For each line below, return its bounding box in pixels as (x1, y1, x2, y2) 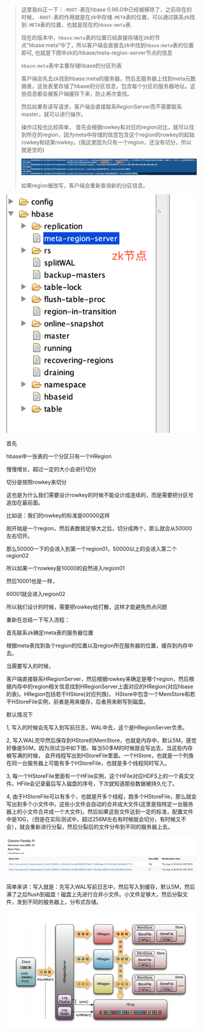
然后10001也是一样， (6, 577, 58, 584)
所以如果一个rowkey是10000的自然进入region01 (6, 564, 125, 572)
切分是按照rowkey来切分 (6, 478, 67, 485)
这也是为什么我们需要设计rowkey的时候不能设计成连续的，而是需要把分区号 (6, 491, 194, 498)
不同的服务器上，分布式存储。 (27, 898, 101, 905)
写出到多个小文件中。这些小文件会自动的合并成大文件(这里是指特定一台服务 (6, 800, 194, 808)
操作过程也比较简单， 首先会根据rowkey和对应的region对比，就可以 (21, 124, 189, 130)
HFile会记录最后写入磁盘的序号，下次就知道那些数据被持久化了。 (16, 780, 178, 787)
